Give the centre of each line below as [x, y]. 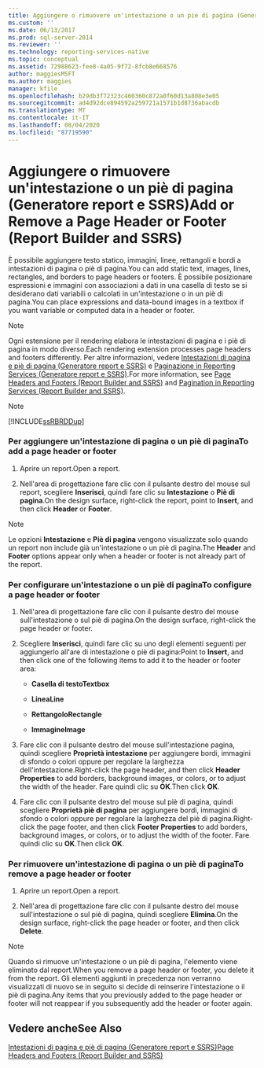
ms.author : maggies [40, 81]
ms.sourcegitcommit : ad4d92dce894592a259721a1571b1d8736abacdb [114, 103]
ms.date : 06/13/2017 [42, 30]
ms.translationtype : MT [47, 111]
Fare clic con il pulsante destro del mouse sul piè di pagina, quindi [126, 802]
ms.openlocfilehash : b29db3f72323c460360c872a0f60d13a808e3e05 [114, 96]
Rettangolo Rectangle [66, 714]
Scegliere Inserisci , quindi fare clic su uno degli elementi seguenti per [133, 644]
